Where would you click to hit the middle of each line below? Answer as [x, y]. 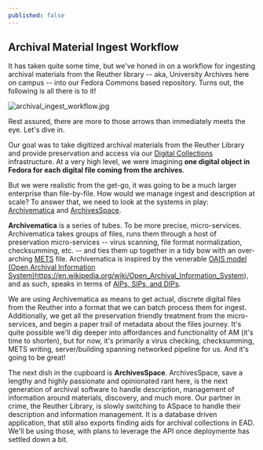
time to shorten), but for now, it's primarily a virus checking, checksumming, [131, 341]
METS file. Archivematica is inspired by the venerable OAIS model [141, 259]
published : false [37, 15]
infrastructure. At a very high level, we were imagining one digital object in [129, 162]
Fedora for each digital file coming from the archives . [96, 170]
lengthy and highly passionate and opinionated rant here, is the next [118, 381]
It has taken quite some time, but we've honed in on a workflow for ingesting [132, 66]
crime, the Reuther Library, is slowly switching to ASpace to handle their [124, 406]
